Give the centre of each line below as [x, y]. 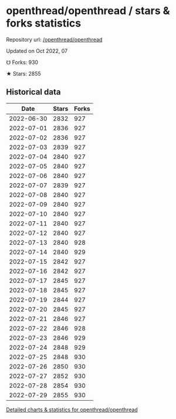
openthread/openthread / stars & [88, 11]
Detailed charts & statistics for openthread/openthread [72, 410]
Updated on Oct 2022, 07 [37, 50]
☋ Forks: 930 [22, 62]
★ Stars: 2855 [23, 73]
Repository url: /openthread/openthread [54, 39]
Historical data [33, 92]
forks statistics [43, 23]
